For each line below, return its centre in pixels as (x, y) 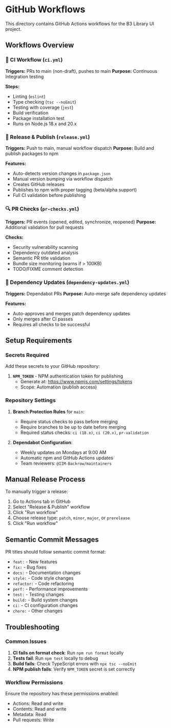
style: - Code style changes (43, 578)
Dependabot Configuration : (42, 442)
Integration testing (25, 76)
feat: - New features (35, 562)
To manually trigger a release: (37, 491)
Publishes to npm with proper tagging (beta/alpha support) (75, 190)
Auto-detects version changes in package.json (62, 173)
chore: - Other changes (38, 611)
